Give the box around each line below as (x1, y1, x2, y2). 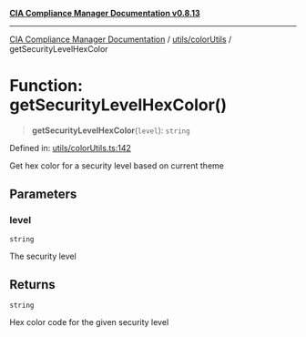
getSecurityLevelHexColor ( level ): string (31, 125, 190, 136)
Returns (9, 277, 56, 292)
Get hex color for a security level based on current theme (9, 159, 225, 171)
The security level (9, 250, 77, 261)
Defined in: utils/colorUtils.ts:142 (9, 142, 132, 153)
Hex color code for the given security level (9, 317, 169, 328)
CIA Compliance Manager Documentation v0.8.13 (9, 8, 200, 18)
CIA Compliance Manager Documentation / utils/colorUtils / (9, 34, 232, 45)
